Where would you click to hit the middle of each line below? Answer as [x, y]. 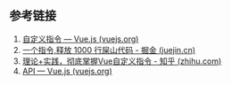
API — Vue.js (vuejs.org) [67, 71]
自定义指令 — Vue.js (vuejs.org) [80, 39]
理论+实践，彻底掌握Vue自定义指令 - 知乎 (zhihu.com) [122, 61]
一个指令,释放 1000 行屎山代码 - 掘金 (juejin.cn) [109, 50]
